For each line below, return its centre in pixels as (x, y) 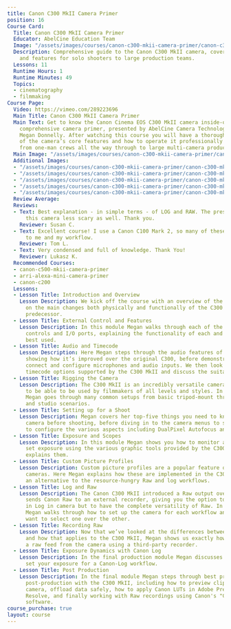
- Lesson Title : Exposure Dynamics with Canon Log (87, 551)
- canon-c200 (32, 282)
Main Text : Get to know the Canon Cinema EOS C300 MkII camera (106, 122)
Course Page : (26, 103)
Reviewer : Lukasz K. (49, 257)
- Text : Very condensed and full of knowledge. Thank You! (100, 250)
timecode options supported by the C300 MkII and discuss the (116, 372)
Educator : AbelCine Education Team (64, 39)
